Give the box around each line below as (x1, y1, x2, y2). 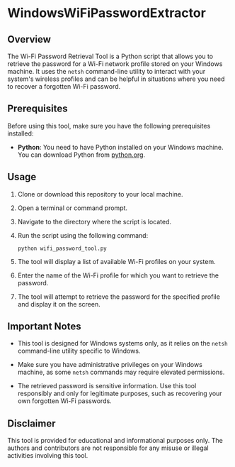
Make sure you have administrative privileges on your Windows (17, 361, 203, 369)
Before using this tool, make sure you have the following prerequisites (7, 121, 211, 130)
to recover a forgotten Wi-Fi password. (7, 82, 121, 90)
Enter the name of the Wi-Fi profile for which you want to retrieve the (17, 271, 219, 280)
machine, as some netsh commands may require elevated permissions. (17, 368, 225, 377)
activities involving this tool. (7, 451, 88, 460)
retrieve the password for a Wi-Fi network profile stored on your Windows (7, 60, 223, 68)
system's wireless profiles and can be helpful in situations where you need (7, 75, 225, 83)
